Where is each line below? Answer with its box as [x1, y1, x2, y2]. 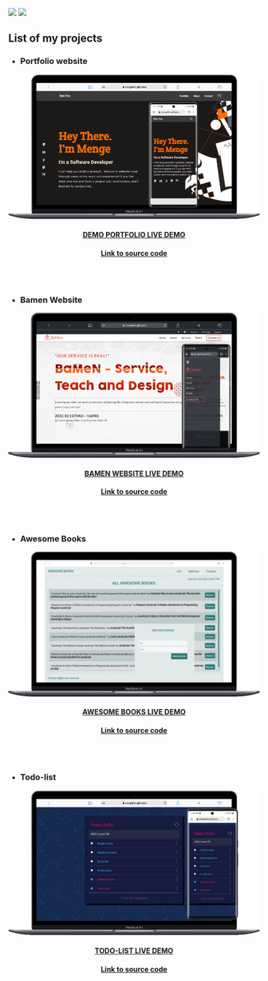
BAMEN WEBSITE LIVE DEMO [84, 469, 184, 478]
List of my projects [8, 32, 103, 46]
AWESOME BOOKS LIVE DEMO [82, 708, 186, 717]
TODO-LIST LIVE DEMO [94, 946, 174, 955]
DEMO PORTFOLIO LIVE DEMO [82, 229, 186, 239]
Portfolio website [19, 56, 88, 67]
